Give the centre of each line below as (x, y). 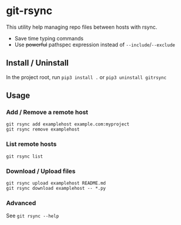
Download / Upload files (41, 171)
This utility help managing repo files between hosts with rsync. (82, 27)
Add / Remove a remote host (47, 112)
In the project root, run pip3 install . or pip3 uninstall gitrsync (86, 77)
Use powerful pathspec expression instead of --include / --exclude (95, 45)
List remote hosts (31, 144)
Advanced (21, 203)
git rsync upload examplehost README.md (56, 183)
